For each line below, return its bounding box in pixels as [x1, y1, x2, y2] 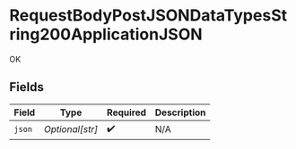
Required [106, 106, 146, 119]
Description [154, 106, 206, 119]
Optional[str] [43, 123, 99, 136]
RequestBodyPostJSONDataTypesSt [9, 5, 288, 26]
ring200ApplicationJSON [9, 24, 204, 45]
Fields [9, 79, 45, 95]
